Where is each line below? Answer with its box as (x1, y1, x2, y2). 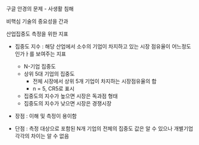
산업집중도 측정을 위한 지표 (6, 30, 69, 37)
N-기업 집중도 (23, 63, 56, 70)
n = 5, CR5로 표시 (32, 85, 74, 92)
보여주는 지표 (35, 50, 67, 57)
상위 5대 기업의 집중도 (23, 70, 75, 77)
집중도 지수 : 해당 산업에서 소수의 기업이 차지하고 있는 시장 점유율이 (14, 43, 171, 50)
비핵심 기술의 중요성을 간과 (6, 18, 69, 25)
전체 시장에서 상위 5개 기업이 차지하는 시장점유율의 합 (32, 78, 157, 85)
